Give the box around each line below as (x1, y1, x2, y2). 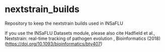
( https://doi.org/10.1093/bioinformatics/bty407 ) (5, 40, 103, 46)
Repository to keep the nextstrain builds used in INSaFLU (5, 20, 124, 26)
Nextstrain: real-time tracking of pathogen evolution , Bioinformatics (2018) (5, 35, 161, 41)
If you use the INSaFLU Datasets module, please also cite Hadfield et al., (5, 30, 155, 36)
